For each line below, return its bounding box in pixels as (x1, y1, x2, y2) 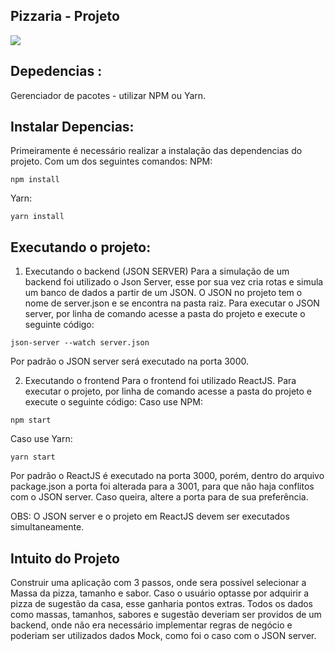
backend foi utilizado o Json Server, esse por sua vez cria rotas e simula (24, 276, 324, 288)
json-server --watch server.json (10, 338, 150, 348)
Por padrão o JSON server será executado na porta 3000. (10, 355, 250, 368)
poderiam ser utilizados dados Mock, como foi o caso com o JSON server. (10, 630, 317, 642)
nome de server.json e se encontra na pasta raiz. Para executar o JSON (24, 297, 320, 309)
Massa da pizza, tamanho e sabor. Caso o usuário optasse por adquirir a (10, 587, 310, 599)
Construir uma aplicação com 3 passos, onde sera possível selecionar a (10, 577, 307, 589)
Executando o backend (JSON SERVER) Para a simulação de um (24, 265, 290, 278)
